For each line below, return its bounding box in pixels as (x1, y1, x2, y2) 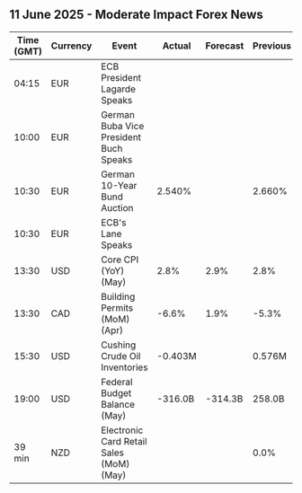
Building (100, 290, 136, 303)
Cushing (100, 339, 137, 351)
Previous (253, 40, 292, 52)
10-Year (100, 179, 138, 191)
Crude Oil (100, 349, 141, 362)
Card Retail (100, 435, 147, 447)
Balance (100, 398, 136, 410)
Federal (100, 375, 133, 388)
